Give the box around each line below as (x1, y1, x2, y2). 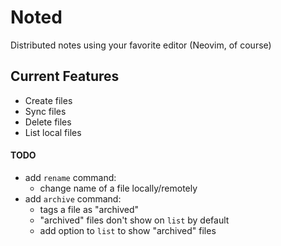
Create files (24, 94, 73, 106)
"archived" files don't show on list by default (39, 214, 230, 226)
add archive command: (24, 192, 122, 205)
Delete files (24, 116, 72, 128)
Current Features (10, 68, 120, 85)
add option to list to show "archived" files (39, 224, 217, 236)
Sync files (24, 105, 67, 117)
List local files (24, 126, 82, 138)
